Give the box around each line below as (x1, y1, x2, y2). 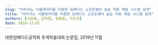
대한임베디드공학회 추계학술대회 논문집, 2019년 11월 (5, 34, 103, 40)
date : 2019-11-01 (5, 20, 40, 26)
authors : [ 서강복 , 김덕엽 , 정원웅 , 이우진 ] (5, 16, 82, 21)
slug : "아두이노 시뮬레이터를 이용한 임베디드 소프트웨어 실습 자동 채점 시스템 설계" (5, 7, 152, 12)
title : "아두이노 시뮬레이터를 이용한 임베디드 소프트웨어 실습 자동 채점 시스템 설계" (5, 12, 154, 16)
